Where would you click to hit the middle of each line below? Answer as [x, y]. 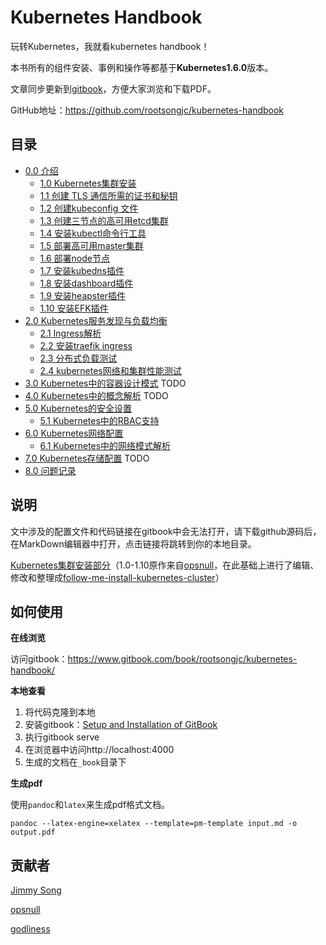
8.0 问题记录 [50, 470]
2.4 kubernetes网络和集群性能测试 [110, 370]
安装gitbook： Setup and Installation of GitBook [121, 725]
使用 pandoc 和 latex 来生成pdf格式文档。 [90, 805]
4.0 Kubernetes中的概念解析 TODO [96, 395]
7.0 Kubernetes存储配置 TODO [87, 458]
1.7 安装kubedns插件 [82, 270]
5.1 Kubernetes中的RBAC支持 [99, 420]
